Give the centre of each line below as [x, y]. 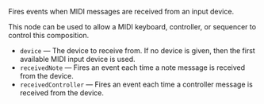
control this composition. [49, 35]
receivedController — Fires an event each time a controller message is [136, 84]
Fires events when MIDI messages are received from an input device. [121, 12]
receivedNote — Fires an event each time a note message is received [132, 67]
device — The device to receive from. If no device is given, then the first [137, 50]
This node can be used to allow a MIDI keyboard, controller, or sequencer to [132, 27]
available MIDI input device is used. [78, 59]
